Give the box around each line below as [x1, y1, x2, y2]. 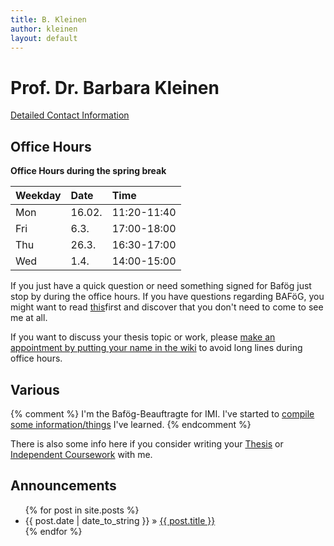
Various [10, 381, 60, 398]
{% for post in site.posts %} [24, 504, 140, 516]
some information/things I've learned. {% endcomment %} [10, 418, 252, 430]
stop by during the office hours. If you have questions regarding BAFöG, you [10, 291, 325, 303]
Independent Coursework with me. [10, 448, 153, 460]
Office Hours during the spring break [10, 165, 167, 177]
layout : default [10, 33, 78, 43]
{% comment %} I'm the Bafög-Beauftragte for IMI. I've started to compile [10, 407, 315, 420]
